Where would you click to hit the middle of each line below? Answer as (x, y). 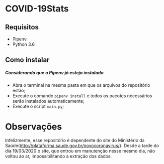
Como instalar (27, 60)
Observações (34, 126)
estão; (19, 91)
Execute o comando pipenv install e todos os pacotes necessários (82, 96)
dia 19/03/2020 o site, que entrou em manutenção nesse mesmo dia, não (80, 151)
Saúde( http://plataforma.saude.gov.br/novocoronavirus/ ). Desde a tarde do (82, 146)
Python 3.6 (23, 44)
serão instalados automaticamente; (48, 101)
